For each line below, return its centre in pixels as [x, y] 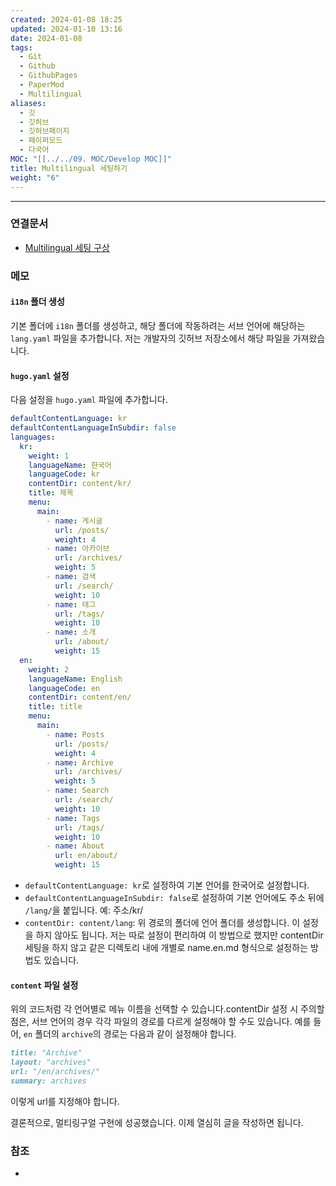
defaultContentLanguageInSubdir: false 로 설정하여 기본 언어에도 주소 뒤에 [174, 897]
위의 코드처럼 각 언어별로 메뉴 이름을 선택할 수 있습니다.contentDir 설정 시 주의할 [167, 1009]
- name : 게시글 [74, 521]
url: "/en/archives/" [55, 1071]
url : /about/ [82, 642]
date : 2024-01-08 [46, 38]
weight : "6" [35, 177]
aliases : [28, 103]
